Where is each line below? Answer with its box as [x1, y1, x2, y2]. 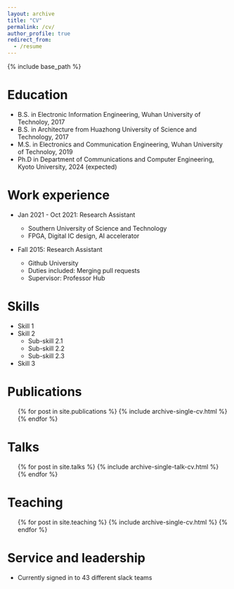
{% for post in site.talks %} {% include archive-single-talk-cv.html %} [17, 462, 219, 471]
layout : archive [7, 10, 55, 18]
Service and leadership [7, 550, 145, 566]
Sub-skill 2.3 [27, 351, 65, 360]
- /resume [13, 43, 42, 50]
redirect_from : [7, 37, 52, 44]
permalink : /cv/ [7, 23, 55, 30]
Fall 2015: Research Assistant [17, 245, 103, 253]
